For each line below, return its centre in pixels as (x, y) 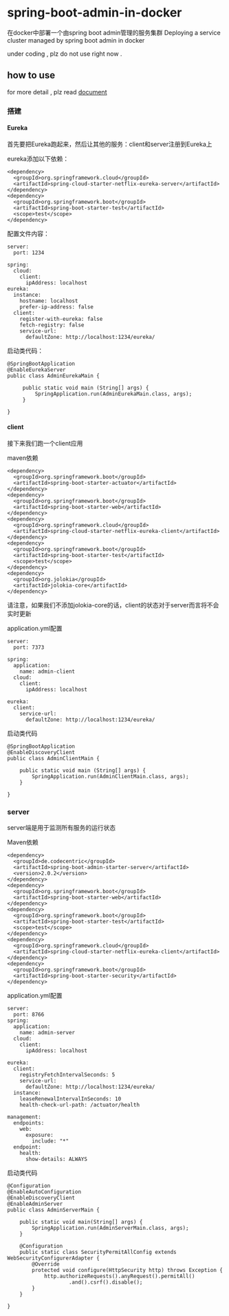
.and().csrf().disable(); (106, 1282)
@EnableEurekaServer (37, 370)
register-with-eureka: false (61, 319)
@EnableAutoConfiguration (44, 1192)
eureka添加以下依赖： (38, 158)
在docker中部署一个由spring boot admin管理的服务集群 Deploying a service (114, 32)
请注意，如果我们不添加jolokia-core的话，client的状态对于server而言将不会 (113, 605)
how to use (31, 75)
